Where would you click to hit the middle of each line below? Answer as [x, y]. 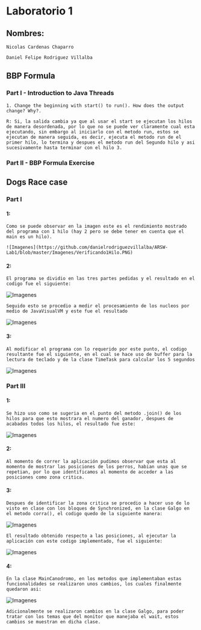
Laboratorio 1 [40, 11]
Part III [16, 386]
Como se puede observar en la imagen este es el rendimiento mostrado [97, 227]
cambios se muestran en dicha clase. [54, 622]
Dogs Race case [37, 182]
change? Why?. [24, 111]
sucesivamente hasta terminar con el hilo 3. [64, 148]
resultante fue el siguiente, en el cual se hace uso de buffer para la [99, 354]
